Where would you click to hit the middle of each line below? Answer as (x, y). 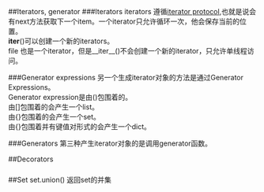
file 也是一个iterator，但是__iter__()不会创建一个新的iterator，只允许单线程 (128, 51)
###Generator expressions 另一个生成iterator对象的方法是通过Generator (126, 78)
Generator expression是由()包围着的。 (70, 97)
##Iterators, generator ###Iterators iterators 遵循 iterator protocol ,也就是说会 (132, 11)
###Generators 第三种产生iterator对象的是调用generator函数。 (110, 143)
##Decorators (31, 159)
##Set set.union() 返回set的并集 (60, 179)
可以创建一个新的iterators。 (70, 41)
